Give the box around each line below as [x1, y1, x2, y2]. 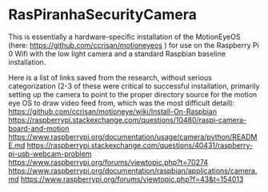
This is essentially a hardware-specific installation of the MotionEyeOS [8, 32, 241, 41]
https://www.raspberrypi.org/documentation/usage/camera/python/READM [8, 131, 258, 141]
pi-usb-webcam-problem [8, 149, 92, 159]
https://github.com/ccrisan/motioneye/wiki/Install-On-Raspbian [8, 106, 218, 116]
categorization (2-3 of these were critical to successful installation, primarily [8, 81, 260, 91]
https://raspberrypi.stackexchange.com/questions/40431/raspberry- [26, 140, 254, 150]
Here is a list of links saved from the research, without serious [8, 72, 212, 82]
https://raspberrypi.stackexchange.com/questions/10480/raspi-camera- [8, 115, 247, 124]
